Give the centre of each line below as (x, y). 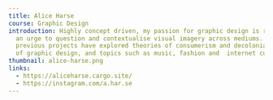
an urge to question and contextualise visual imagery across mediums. (140, 38)
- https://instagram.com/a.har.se (74, 83)
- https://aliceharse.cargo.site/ (74, 76)
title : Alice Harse (41, 16)
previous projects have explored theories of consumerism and (123, 46)
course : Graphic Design (49, 23)
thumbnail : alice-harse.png (56, 61)
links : (19, 69)
